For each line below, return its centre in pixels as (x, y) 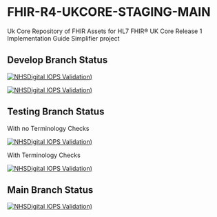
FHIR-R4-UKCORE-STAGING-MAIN (109, 12)
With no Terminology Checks (48, 128)
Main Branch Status (50, 190)
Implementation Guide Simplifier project (63, 38)
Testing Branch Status (56, 112)
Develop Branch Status (58, 60)
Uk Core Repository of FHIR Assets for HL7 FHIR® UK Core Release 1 (105, 31)
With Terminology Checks (44, 155)
